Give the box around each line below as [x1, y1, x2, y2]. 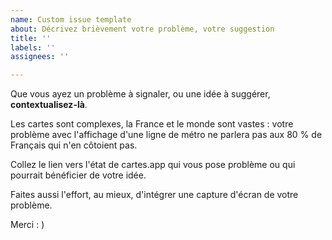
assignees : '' [10, 52, 70, 62]
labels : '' [10, 42, 56, 53]
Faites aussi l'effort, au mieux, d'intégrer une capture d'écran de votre [10, 189, 299, 201]
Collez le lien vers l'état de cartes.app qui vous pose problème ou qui [10, 159, 296, 171]
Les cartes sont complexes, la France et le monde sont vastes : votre [10, 118, 294, 130]
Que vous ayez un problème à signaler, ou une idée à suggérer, [10, 88, 271, 100]
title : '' [10, 33, 52, 43]
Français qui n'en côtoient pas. [10, 139, 138, 151]
